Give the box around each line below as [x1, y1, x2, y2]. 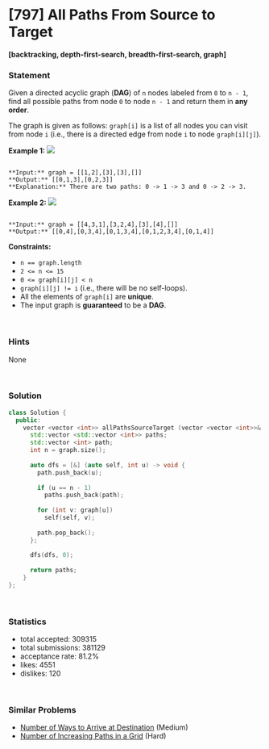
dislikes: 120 [19, 668, 61, 679]
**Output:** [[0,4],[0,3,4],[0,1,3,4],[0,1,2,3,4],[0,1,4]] [8, 228, 215, 236]
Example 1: [8, 146, 46, 156]
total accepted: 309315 [19, 634, 97, 644]
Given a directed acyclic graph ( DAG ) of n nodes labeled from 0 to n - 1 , [8, 88, 249, 98]
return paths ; [29, 567, 78, 575]
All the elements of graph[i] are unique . [19, 292, 155, 302]
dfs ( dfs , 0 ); [29, 551, 74, 559]
